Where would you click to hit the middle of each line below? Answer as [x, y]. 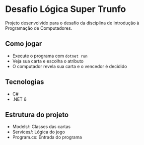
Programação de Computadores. [39, 28]
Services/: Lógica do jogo [39, 132]
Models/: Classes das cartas [41, 127]
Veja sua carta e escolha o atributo [48, 61]
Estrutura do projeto [37, 114]
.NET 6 [19, 99]
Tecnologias [25, 82]
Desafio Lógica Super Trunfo [66, 9]
